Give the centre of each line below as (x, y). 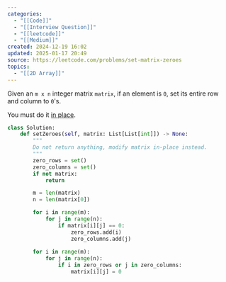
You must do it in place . (41, 115)
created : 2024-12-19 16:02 (47, 47)
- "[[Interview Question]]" (55, 27)
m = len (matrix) (57, 193)
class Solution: (31, 128)
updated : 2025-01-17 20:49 (47, 54)
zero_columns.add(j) (101, 239)
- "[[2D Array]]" (39, 73)
